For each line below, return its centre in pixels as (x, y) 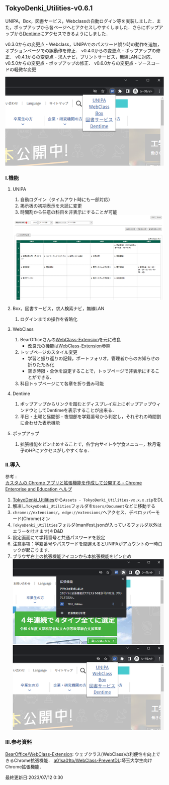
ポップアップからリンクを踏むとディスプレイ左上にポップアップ (86, 404)
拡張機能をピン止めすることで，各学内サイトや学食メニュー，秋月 (88, 444)
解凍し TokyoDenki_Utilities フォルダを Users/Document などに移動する (84, 506)
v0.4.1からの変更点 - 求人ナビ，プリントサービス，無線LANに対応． (85, 57)
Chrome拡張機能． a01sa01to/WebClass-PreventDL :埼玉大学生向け (83, 760)
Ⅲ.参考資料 (19, 742)
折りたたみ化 (41, 365)
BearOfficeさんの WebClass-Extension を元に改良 (70, 340)
